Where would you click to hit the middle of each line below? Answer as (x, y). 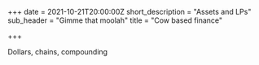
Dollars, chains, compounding (57, 52)
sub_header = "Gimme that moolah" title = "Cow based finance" (115, 20)
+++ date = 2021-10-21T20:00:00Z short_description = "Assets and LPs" (129, 12)
